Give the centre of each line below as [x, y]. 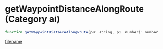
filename [14, 41]
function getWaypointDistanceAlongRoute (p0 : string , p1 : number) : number [82, 32]
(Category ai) [32, 19]
